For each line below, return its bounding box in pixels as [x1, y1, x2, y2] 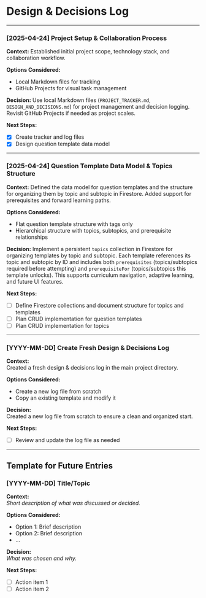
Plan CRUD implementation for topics [15, 322, 110, 329]
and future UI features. [6, 278, 64, 285]
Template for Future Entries [6, 460, 113, 471]
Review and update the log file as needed [15, 437, 120, 444]
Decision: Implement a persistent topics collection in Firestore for [6, 245, 173, 252]
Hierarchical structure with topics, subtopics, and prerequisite [15, 227, 172, 234]
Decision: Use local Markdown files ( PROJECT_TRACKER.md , [6, 96, 151, 104]
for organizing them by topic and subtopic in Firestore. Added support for [6, 190, 192, 197]
